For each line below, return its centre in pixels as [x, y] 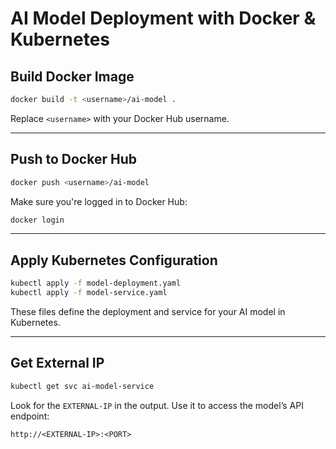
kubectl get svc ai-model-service [82, 386]
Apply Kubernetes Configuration [114, 260]
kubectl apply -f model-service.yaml [89, 293]
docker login [37, 220]
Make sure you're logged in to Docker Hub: [99, 201]
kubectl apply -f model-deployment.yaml [96, 283]
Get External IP [57, 363]
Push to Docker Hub [73, 159]
